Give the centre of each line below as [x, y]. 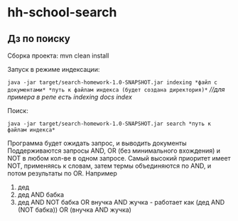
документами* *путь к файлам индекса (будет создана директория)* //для [116, 89]
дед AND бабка [41, 195]
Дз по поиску [39, 39]
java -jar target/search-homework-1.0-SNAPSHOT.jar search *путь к [109, 124]
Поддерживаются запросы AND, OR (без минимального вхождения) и [114, 151]
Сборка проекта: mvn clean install [58, 55]
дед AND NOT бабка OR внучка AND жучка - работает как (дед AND [121, 202]
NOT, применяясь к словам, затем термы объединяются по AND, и [109, 166]
